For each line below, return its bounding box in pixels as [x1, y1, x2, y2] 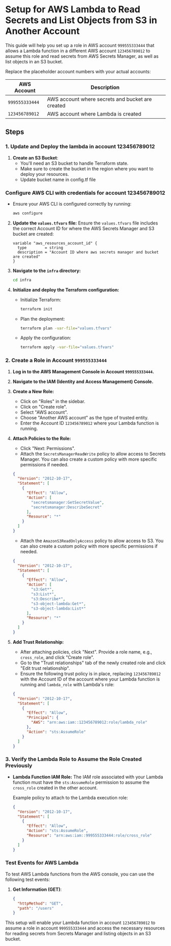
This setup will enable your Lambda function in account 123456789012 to [5, 919, 156, 926]
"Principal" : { [26, 715, 59, 720]
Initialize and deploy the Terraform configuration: [12, 286, 120, 292]
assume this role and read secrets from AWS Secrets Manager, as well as [5, 53, 159, 59]
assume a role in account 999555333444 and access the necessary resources [5, 925, 165, 931]
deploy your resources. [20, 171, 69, 177]
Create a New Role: [12, 388, 54, 394]
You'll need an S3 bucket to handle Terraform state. [20, 160, 129, 166]
